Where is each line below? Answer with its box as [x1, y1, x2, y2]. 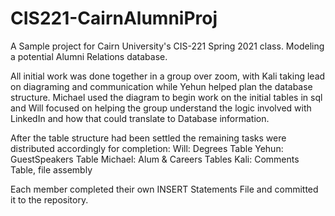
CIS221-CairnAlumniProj [10, 7, 218, 30]
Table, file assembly [10, 163, 93, 176]
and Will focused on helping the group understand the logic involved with [10, 102, 312, 114]
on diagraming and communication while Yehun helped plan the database [10, 80, 313, 92]
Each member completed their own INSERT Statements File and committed [10, 183, 319, 195]
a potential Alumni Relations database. [10, 50, 168, 62]
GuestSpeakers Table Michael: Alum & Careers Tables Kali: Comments [10, 153, 300, 165]
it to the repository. [10, 193, 89, 206]
